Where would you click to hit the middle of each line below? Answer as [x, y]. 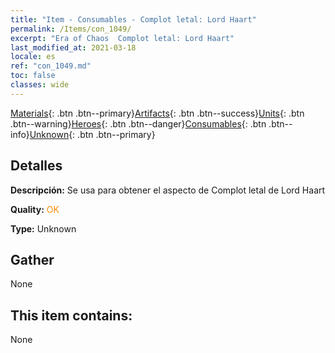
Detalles [36, 166]
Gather [32, 259]
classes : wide [40, 85]
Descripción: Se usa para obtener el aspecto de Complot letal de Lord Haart [168, 190]
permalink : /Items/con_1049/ [71, 29]
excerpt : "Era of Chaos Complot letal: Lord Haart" [122, 38]
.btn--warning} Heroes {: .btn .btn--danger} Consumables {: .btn [138, 123]
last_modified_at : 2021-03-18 [73, 47]
